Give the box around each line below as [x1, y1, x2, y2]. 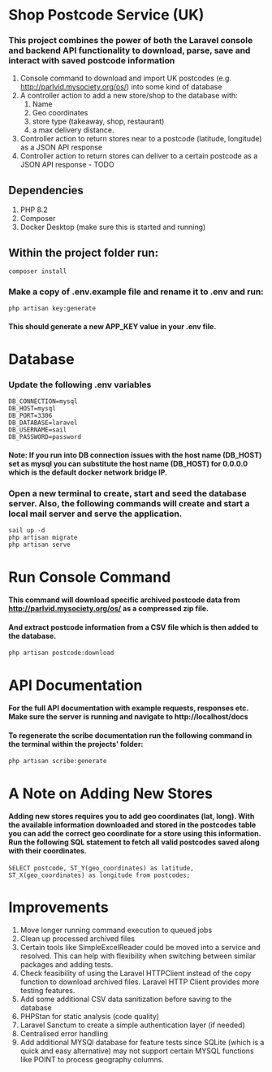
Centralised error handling [19, 1028, 108, 1038]
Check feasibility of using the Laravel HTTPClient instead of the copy [19, 968, 252, 978]
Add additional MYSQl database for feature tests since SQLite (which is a [19, 1037, 265, 1047]
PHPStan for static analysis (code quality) [19, 1011, 160, 1021]
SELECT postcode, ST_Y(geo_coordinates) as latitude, [8, 864, 195, 872]
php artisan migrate [8, 534, 79, 542]
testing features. [19, 985, 76, 995]
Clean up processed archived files [19, 933, 136, 944]
